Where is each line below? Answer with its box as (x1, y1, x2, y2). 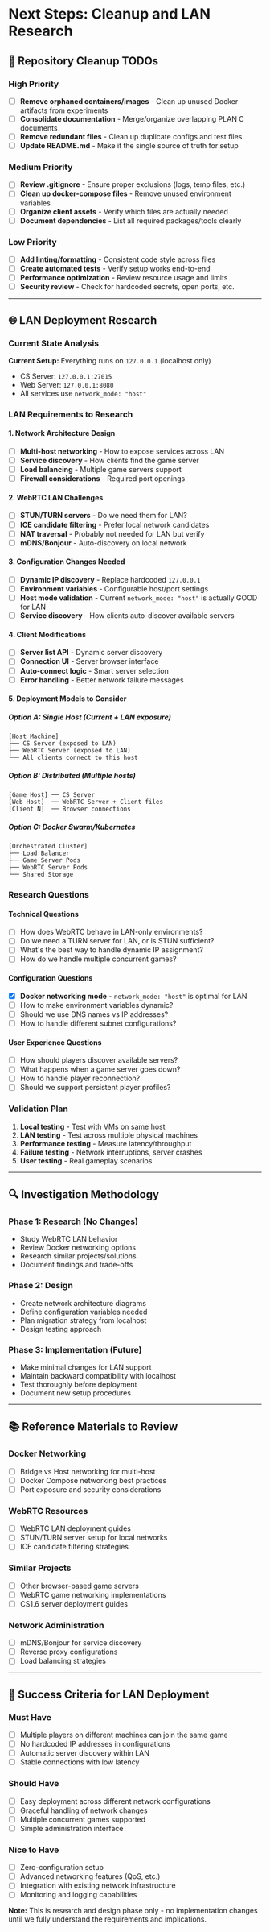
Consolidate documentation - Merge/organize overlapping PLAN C (19, 114, 245, 123)
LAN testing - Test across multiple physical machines (19, 1130, 198, 1140)
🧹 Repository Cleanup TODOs (8, 54, 159, 68)
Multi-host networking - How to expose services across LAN (19, 446, 225, 456)
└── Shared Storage (8, 871, 74, 879)
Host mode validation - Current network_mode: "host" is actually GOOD (19, 593, 258, 603)
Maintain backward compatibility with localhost (19, 1371, 177, 1380)
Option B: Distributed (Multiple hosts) (8, 770, 137, 780)
